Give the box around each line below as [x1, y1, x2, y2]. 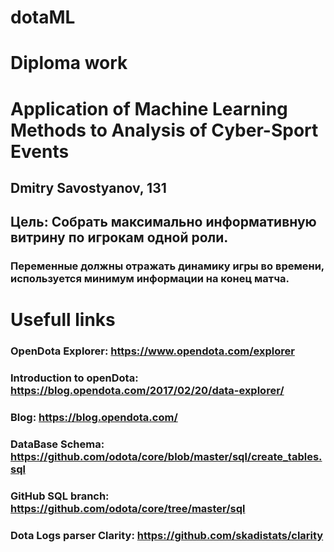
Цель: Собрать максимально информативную [10, 214, 317, 231]
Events [10, 140, 70, 163]
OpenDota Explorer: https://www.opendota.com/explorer [10, 344, 295, 358]
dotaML [10, 6, 76, 29]
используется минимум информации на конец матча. [10, 272, 290, 286]
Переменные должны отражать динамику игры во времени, [10, 259, 325, 273]
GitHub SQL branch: [10, 489, 110, 503]
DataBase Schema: [10, 437, 105, 451]
